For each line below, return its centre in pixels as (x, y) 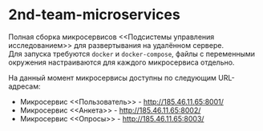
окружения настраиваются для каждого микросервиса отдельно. (121, 62)
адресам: (24, 86)
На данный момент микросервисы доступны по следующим (112, 77)
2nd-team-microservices (94, 15)
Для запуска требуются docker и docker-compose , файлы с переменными (131, 54)
